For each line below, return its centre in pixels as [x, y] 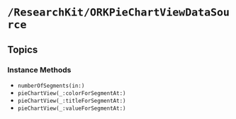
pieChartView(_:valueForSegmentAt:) [72, 108]
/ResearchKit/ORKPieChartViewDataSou [119, 12]
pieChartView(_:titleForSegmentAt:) [72, 101]
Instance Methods [39, 69]
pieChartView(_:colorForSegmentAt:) [72, 93]
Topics [23, 49]
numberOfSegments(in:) [51, 86]
